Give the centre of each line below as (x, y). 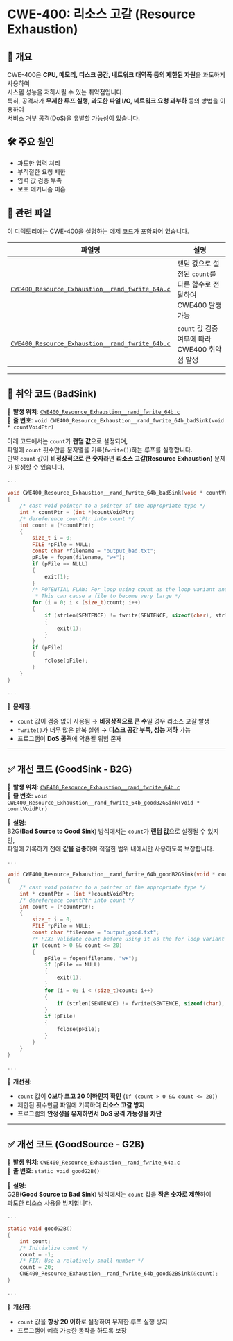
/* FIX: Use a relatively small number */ (82, 1261)
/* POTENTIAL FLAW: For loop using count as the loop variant (124, 590)
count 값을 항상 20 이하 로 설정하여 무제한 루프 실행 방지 (92, 1322)
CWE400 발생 (199, 305)
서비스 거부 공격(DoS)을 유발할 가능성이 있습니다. (74, 118)
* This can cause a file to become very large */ (108, 596)
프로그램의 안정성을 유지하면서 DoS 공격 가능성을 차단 (89, 1113)
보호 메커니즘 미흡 (41, 189)
